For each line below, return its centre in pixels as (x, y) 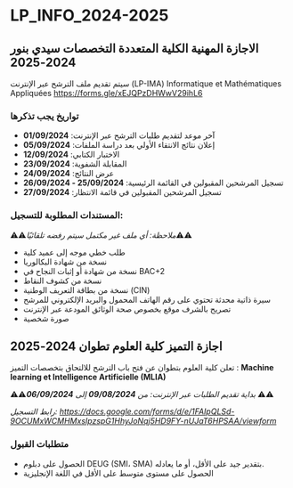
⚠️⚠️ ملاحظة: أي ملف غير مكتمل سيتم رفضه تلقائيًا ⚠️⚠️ (101, 235)
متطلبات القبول (40, 444)
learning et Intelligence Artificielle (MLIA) (88, 377)
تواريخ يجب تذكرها (45, 116)
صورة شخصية (46, 318)
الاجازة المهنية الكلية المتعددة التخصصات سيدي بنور (134, 49)
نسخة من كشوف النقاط (62, 281)
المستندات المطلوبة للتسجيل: (67, 216)
